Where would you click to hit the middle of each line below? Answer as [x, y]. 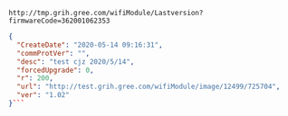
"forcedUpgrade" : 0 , [55, 70]
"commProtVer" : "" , [53, 53]
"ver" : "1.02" [43, 95]
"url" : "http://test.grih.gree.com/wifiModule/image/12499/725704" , [149, 87]
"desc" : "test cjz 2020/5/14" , [76, 62]
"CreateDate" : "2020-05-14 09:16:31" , [90, 45]
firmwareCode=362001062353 [59, 21]
